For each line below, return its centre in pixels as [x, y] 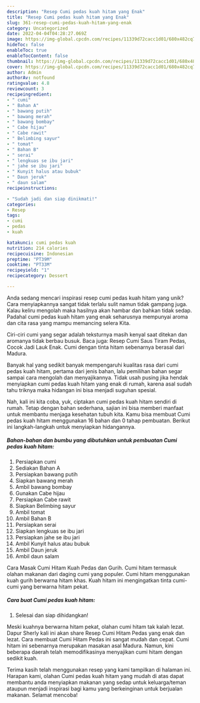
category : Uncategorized [37, 28]
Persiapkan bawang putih [46, 474]
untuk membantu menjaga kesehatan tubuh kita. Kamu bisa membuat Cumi [99, 414]
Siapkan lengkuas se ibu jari [50, 531]
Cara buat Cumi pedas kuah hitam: [51, 600]
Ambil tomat [30, 512]
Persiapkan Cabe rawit [43, 500]
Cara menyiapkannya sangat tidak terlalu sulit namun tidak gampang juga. [97, 304]
